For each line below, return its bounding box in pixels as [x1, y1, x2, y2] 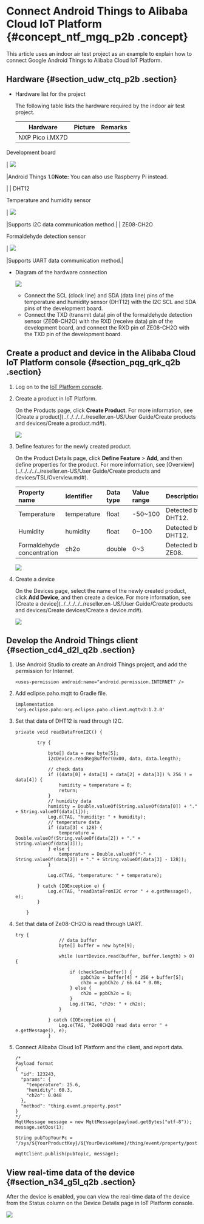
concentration [18, 548, 59, 556]
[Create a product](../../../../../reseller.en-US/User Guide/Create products [15, 413, 196, 420]
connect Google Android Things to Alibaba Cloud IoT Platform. [6, 56, 163, 64]
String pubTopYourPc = [15, 1135, 73, 1141]
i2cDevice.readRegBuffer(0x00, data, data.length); [47, 756, 182, 762]
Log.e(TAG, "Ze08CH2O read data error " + [58, 1023, 168, 1029]
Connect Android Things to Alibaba [6, 4, 188, 18]
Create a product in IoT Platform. [15, 394, 97, 402]
